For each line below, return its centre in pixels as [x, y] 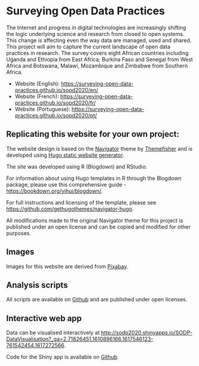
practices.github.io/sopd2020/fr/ [55, 102]
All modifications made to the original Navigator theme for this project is [95, 220]
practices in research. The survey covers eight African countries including [97, 53]
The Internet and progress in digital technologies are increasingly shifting [96, 28]
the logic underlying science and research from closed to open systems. [95, 33]
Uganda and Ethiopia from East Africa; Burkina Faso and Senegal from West [99, 59]
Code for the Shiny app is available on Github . [63, 357]
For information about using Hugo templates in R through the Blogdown [94, 178]
